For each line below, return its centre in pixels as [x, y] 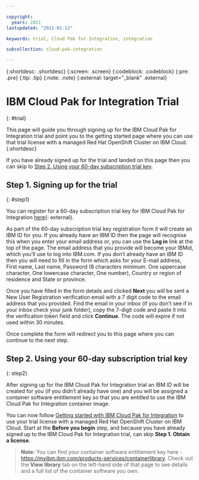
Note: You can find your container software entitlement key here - [101, 451]
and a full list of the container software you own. [80, 470]
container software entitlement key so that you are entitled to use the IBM [96, 397]
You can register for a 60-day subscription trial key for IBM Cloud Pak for [96, 211]
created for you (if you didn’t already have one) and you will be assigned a [97, 391]
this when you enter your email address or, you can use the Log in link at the [99, 241]
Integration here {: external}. [40, 217]
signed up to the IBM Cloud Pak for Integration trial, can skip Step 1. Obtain [98, 434]
